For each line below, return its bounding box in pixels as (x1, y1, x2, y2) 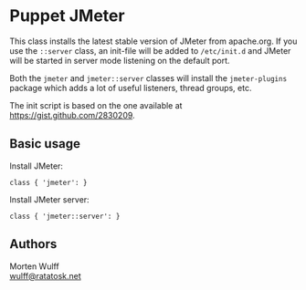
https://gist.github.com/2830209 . (9, 109, 135, 120)
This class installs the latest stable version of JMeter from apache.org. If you (9, 36, 298, 47)
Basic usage (9, 136, 80, 151)
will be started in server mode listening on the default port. (9, 55, 230, 66)
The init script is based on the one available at (9, 99, 183, 110)
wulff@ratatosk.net (9, 270, 82, 281)
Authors (9, 236, 58, 252)
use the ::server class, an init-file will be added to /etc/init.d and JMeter (9, 45, 291, 56)
